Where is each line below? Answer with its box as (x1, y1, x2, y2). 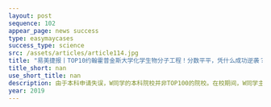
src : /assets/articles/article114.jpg (8, 49, 139, 57)
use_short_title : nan (8, 72, 81, 80)
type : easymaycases (8, 34, 74, 43)
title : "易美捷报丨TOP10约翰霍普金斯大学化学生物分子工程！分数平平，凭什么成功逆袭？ (8, 57, 266, 65)
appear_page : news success (8, 27, 99, 35)
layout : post (8, 11, 52, 20)
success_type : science (8, 42, 85, 50)
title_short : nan (8, 64, 67, 72)
